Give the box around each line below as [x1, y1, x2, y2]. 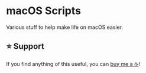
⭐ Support [6, 41, 44, 51]
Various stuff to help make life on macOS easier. [6, 24, 123, 31]
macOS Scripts [6, 4, 82, 18]
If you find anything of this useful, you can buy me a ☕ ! [6, 60, 141, 67]
